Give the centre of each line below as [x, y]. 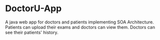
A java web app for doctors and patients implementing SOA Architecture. [80, 22]
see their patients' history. [32, 32]
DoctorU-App [34, 9]
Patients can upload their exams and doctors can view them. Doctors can [80, 27]
